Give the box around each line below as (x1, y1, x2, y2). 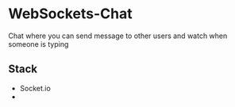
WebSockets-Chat (8, 5, 133, 23)
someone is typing (8, 39, 69, 48)
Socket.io (19, 83, 52, 93)
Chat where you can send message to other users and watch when (8, 31, 228, 40)
